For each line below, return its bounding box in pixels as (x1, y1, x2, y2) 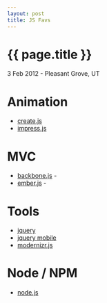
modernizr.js (17, 241, 53, 249)
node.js (17, 288, 39, 297)
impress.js (17, 124, 47, 133)
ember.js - (17, 179, 47, 188)
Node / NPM (7, 265, 78, 281)
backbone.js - (17, 172, 57, 180)
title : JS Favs (7, 17, 51, 24)
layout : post (7, 10, 45, 17)
